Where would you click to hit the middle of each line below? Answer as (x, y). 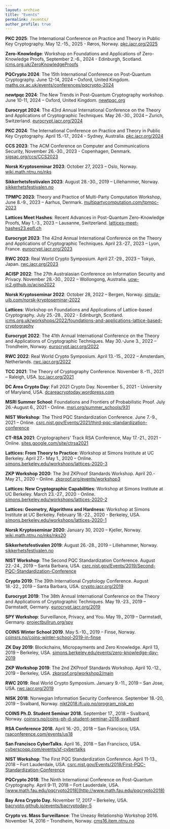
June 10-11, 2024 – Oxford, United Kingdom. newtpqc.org (65, 100)
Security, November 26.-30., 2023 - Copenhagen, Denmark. (68, 151)
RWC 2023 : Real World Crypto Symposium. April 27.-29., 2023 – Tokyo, (80, 259)
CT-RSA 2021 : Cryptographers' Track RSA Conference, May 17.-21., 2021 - (83, 438)
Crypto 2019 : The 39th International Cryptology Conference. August (77, 581)
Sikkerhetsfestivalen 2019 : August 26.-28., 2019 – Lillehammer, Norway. (82, 545)
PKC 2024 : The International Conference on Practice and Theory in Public (83, 131)
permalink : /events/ (27, 19)
